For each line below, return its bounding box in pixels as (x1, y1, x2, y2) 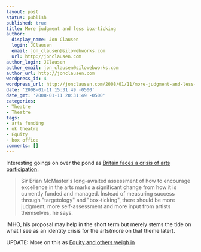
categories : (6, 98, 36, 104)
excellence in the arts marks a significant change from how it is (20, 184, 177, 191)
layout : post (6, 8, 39, 15)
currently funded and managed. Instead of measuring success (20, 190, 175, 197)
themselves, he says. (20, 209, 73, 216)
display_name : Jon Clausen (11, 37, 79, 43)
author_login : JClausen (6, 59, 66, 65)
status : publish (6, 14, 47, 20)
